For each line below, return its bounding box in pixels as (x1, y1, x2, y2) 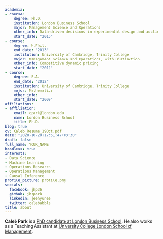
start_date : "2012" (14, 66, 53, 71)
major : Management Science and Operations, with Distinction (14, 57, 140, 61)
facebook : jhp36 (9, 187, 42, 192)
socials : (5, 182, 23, 187)
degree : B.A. (14, 75, 40, 79)
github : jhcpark (9, 192, 42, 196)
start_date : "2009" (14, 97, 53, 102)
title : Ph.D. (14, 119, 40, 124)
